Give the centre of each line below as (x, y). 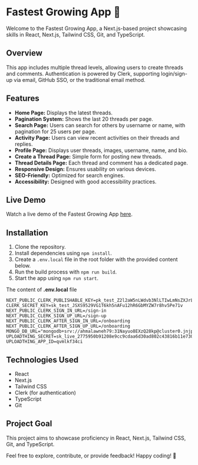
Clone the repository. (40, 247)
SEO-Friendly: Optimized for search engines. (70, 175)
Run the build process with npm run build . (66, 272)
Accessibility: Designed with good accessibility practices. (85, 182)
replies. (24, 144)
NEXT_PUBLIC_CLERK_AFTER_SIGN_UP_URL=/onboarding (68, 327)
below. (23, 266)
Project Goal (29, 424)
